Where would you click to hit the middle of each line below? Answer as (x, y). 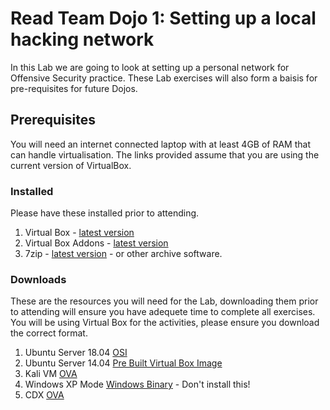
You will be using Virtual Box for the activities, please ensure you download (165, 323)
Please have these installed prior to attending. (105, 213)
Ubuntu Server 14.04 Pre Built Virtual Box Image (123, 363)
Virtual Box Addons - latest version (96, 243)
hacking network (82, 39)
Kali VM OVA (51, 374)
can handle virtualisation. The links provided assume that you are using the (165, 154)
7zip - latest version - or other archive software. (123, 254)
